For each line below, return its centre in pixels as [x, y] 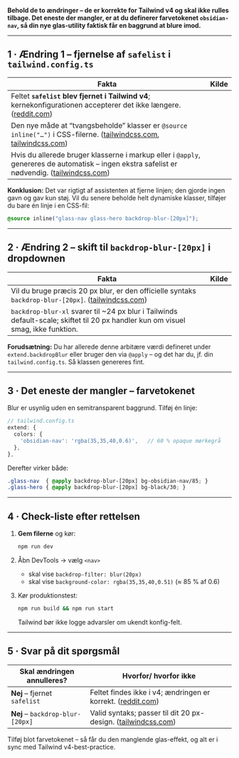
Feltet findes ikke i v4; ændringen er [150, 692]
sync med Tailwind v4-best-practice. [62, 747]
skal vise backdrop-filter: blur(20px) [85, 574]
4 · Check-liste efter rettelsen [74, 516]
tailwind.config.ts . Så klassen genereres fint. [76, 362]
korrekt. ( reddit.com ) [125, 701]
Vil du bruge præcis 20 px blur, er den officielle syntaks [104, 290]
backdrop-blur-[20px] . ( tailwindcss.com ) [79, 299]
